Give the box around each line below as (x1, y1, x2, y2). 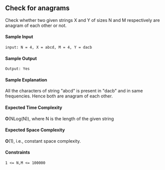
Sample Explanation (5, 77, 47, 83)
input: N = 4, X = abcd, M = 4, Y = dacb (5, 45, 92, 50)
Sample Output (5, 55, 37, 61)
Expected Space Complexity (5, 127, 65, 133)
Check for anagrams (5, 4, 70, 12)
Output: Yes (5, 67, 30, 72)
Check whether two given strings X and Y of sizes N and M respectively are (5, 17, 160, 23)
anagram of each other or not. (5, 22, 67, 28)
